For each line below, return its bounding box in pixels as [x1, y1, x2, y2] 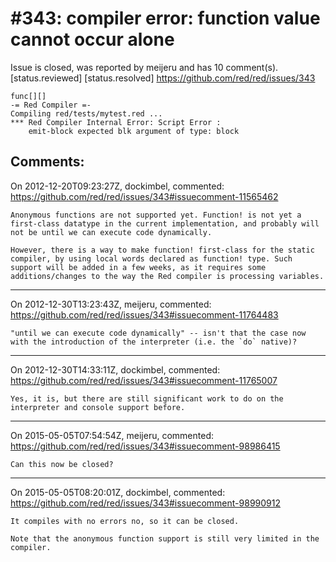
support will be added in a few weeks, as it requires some [10, 262, 267, 272]
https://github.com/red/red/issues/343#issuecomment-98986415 [10, 440, 281, 452]
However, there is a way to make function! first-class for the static [10, 245, 315, 255]
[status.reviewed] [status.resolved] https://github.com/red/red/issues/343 [10, 72, 316, 84]
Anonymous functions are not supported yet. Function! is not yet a [10, 210, 302, 220]
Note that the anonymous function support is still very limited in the [10, 533, 320, 544]
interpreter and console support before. [10, 402, 186, 412]
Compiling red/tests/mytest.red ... [10, 108, 163, 119]
